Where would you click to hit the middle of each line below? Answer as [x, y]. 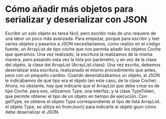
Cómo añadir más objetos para [69, 9]
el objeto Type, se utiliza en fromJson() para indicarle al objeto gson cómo [81, 107]
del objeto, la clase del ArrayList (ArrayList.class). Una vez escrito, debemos [83, 65]
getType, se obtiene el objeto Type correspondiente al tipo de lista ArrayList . [83, 101]
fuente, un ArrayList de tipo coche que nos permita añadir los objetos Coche [83, 49]
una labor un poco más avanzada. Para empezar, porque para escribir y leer [83, 39]
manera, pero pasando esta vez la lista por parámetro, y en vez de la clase [81, 59]
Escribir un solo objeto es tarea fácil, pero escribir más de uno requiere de [81, 33]
